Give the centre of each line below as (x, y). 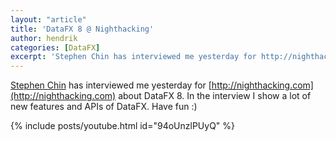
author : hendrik (44, 38)
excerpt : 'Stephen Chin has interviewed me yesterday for (133, 57)
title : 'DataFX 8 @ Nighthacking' (82, 29)
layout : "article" (48, 19)
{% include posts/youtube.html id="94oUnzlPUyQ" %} (123, 126)
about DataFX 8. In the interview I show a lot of (215, 96)
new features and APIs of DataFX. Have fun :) (104, 107)
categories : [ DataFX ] (55, 47)
